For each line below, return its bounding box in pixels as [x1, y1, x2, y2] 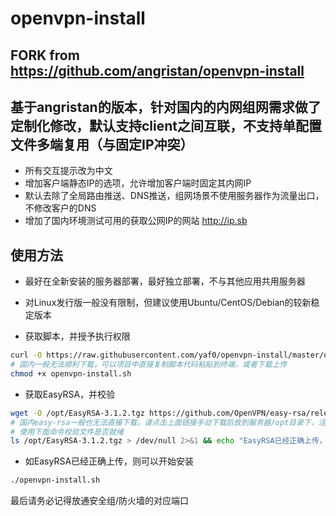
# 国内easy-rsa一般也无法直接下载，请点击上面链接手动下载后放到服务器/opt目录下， [10, 417, 319, 427]
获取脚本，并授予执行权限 [24, 330, 131, 342]
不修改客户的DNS [24, 202, 97, 214]
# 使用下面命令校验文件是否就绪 [10, 427, 124, 437]
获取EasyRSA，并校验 [24, 388, 116, 400]
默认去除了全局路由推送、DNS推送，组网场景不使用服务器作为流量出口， [24, 190, 325, 202]
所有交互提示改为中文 [24, 165, 113, 177]
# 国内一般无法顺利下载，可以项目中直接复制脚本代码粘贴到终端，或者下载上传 [10, 360, 288, 370]
